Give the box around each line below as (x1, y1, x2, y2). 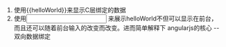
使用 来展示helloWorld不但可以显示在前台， (13, 14, 218, 22)
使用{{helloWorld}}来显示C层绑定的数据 (13, 6, 126, 14)
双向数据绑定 (13, 33, 51, 40)
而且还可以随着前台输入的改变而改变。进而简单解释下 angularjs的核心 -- (13, 24, 220, 32)
